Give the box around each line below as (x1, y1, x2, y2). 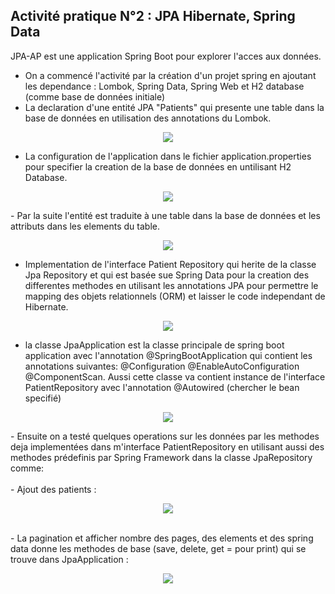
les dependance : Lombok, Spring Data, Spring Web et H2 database (24, 80, 305, 92)
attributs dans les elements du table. (10, 220, 160, 232)
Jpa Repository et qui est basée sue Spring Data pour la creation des (24, 269, 310, 281)
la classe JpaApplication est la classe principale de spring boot (24, 339, 285, 351)
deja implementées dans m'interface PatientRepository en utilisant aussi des (10, 440, 325, 453)
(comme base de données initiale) (24, 90, 166, 103)
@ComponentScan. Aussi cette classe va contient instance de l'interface (24, 370, 326, 383)
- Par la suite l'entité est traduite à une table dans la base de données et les (10, 209, 321, 221)
